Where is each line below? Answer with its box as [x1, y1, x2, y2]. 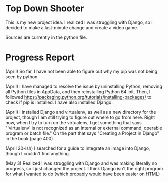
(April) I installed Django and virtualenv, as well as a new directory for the [5, 109, 156, 115]
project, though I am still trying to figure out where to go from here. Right [5, 114, 155, 120]
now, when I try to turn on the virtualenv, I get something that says [5, 119, 142, 125]
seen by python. [5, 73, 39, 80]
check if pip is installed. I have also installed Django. [5, 99, 113, 105]
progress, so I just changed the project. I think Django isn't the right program [5, 165, 163, 171]
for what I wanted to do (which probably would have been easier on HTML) [5, 171, 160, 177]
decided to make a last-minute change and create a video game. [5, 24, 139, 30]
